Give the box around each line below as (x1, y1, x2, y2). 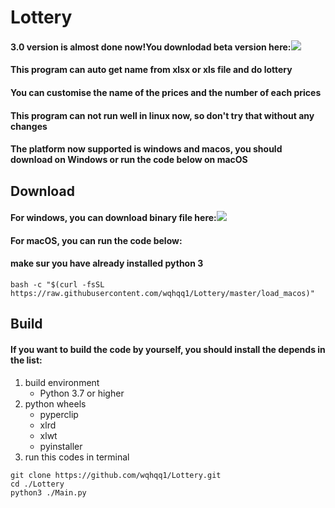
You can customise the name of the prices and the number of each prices (10, 86, 322, 98)
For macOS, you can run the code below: (10, 234, 183, 246)
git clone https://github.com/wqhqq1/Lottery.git (10, 470, 222, 480)
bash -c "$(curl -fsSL (10, 279, 105, 290)
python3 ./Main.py (10, 487, 87, 498)
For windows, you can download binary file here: (10, 212, 217, 224)
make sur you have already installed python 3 (10, 257, 204, 270)
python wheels (24, 397, 87, 410)
